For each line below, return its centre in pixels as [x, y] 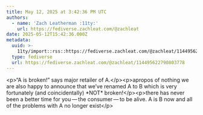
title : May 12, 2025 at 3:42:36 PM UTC [56, 12]
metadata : [19, 40]
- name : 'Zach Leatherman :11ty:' [55, 23]
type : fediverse [32, 57]
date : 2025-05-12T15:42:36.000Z [47, 34]
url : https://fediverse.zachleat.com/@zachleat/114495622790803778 [98, 62]
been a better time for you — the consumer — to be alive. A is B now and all [99, 99]
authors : [17, 18]
